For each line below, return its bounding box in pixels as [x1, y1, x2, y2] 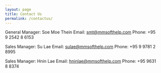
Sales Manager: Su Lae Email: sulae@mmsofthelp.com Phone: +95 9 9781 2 [5, 44, 156, 50]
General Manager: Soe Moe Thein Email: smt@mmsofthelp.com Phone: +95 [5, 29, 156, 35]
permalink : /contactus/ [5, 16, 53, 21]
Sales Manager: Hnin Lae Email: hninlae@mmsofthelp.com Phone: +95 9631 [5, 58, 156, 64]
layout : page [5, 7, 31, 12]
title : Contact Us [5, 12, 42, 16]
